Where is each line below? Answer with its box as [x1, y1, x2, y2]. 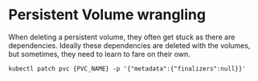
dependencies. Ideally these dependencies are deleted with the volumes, [8, 40, 251, 50]
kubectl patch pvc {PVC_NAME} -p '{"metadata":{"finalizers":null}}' [8, 64, 247, 73]
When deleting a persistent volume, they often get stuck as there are [8, 32, 235, 42]
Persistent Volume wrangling [8, 6, 207, 24]
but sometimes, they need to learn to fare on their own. [8, 49, 190, 59]
